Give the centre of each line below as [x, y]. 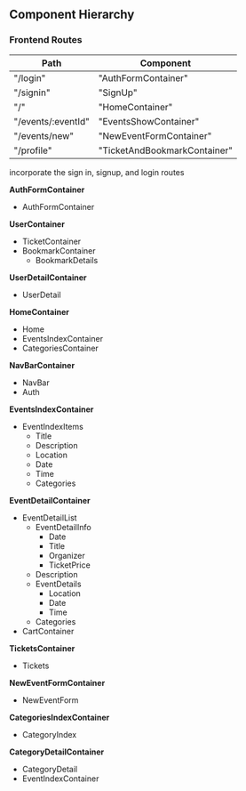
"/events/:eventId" [52, 121]
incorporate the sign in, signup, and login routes [97, 172]
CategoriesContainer [60, 348]
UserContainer [37, 224]
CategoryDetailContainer [57, 752]
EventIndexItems [53, 426]
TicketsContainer [42, 648]
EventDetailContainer [50, 500]
